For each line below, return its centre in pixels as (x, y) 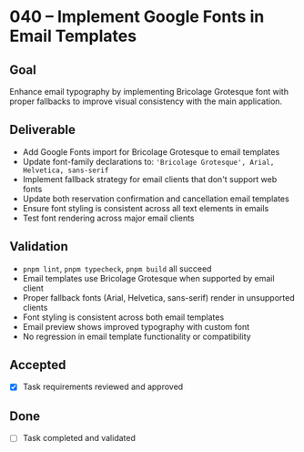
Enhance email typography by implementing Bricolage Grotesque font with (149, 92)
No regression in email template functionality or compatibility (137, 336)
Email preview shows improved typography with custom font (136, 326)
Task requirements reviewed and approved (103, 387)
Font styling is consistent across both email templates (123, 317)
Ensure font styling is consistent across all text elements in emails (146, 208)
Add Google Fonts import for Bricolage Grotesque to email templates (151, 151)
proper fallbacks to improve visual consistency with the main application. (146, 101)
